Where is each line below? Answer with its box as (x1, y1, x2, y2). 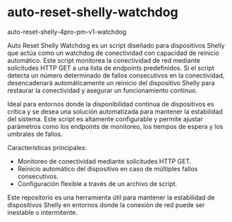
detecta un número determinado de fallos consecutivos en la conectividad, (7, 71, 225, 80)
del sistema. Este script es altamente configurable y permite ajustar (7, 114, 203, 123)
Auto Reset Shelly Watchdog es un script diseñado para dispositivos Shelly (7, 41, 225, 49)
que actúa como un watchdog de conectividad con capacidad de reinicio (7, 49, 220, 57)
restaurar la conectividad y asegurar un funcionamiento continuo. (7, 86, 197, 94)
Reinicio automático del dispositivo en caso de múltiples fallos (17, 164, 198, 173)
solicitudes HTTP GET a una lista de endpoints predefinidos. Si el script (7, 63, 215, 72)
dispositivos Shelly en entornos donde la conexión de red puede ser (7, 200, 205, 209)
